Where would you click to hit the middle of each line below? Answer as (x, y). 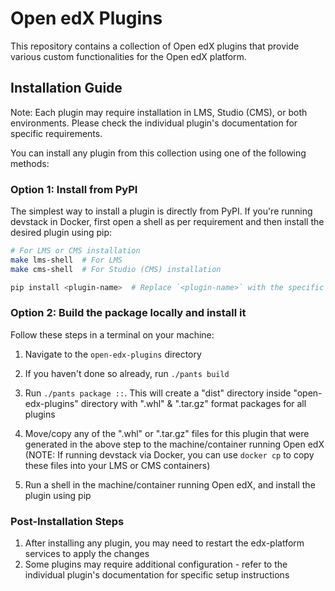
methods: (30, 163)
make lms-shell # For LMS (66, 260)
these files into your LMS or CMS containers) (117, 465)
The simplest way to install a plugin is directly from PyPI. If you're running (161, 211)
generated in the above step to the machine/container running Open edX (174, 444)
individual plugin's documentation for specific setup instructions (157, 575)
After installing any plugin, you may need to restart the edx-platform (164, 543)
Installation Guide (66, 88)
